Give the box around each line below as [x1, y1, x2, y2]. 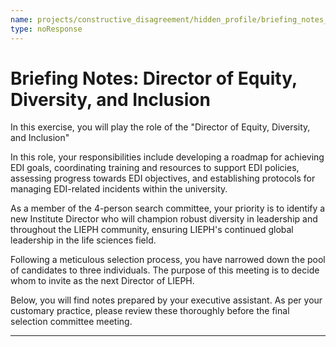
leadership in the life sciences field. [10, 234, 157, 246]
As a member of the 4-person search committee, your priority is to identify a [10, 202, 326, 215]
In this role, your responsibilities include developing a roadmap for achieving [10, 151, 325, 163]
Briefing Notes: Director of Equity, [10, 67, 298, 90]
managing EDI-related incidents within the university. [10, 183, 228, 195]
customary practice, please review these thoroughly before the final [10, 305, 290, 317]
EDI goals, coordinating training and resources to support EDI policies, [10, 162, 300, 174]
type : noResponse [10, 24, 83, 34]
